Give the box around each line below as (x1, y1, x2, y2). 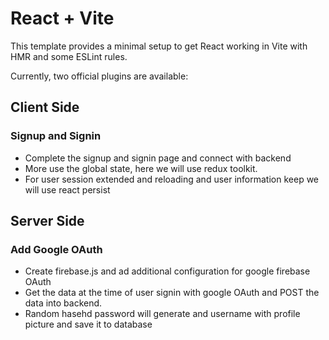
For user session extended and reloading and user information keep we (24, 173, 320, 185)
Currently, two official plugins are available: (10, 70, 189, 82)
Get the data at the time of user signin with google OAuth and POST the (24, 287, 320, 299)
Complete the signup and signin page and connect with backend (24, 152, 292, 164)
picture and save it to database (24, 318, 153, 331)
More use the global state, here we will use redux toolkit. (24, 162, 258, 174)
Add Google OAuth (10, 242, 103, 256)
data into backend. (24, 297, 103, 309)
